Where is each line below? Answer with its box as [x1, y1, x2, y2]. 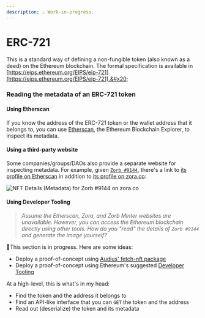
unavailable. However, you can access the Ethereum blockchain [21, 218, 184, 226]
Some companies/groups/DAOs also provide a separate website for [6, 160, 176, 167]
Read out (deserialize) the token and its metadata [15, 305, 140, 312]
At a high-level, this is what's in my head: [6, 280, 110, 287]
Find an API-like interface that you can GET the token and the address [15, 298, 190, 306]
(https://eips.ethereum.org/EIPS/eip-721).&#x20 [6, 75, 127, 83]
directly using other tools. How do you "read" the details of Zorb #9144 [21, 225, 199, 232]
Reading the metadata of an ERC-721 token [6, 90, 136, 98]
